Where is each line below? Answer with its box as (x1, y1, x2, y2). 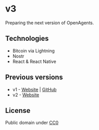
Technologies (5, 34, 49, 43)
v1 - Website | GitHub (12, 86, 57, 92)
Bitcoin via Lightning (12, 47, 55, 53)
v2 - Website (12, 92, 39, 98)
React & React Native (12, 58, 56, 64)
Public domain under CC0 (5, 119, 59, 126)
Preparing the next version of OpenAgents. (5, 20, 94, 26)
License (5, 106, 31, 115)
